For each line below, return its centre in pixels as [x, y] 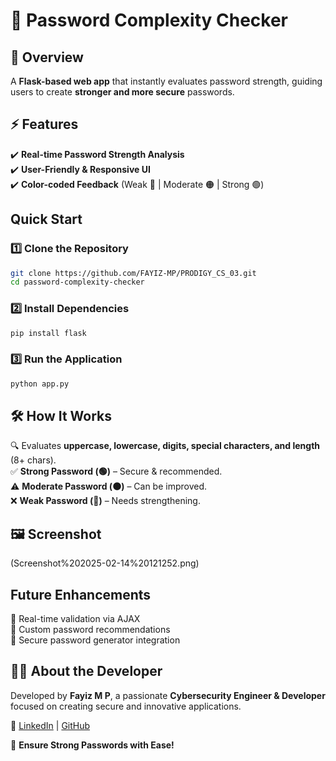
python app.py [40, 384]
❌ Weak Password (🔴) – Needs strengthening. [105, 501]
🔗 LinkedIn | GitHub [50, 725]
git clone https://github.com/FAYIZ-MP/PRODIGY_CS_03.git [133, 273]
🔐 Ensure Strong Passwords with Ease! [92, 745]
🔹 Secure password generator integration [95, 640]
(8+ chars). [33, 460]
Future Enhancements [81, 594]
